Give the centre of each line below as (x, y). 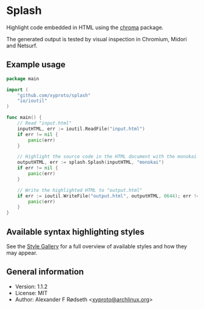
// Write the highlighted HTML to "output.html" (80, 190)
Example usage (36, 65)
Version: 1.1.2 (31, 287)
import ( (17, 90)
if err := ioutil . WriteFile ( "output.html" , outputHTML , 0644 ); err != (108, 196)
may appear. (22, 253)
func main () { (24, 118)
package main (23, 79)
